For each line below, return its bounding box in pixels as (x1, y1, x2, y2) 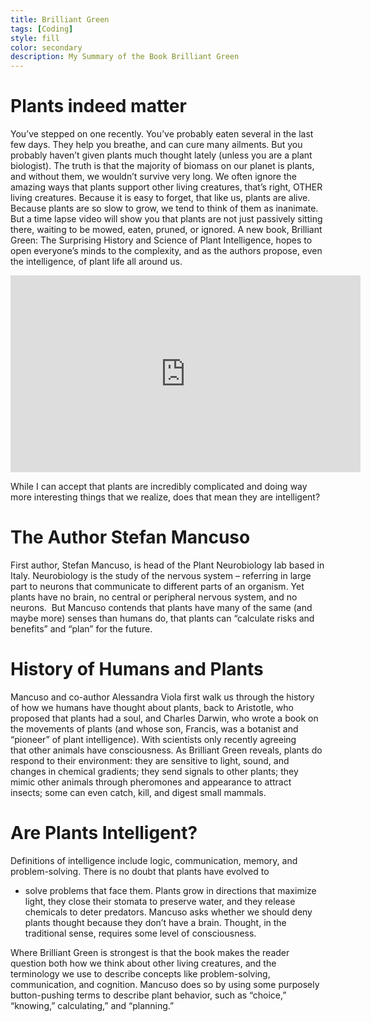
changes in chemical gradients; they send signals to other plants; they (10, 765, 299, 777)
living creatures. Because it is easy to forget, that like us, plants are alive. (10, 192, 311, 204)
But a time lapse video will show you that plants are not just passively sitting (10, 213, 323, 225)
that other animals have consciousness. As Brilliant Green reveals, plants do (10, 744, 323, 756)
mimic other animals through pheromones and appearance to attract (10, 776, 292, 788)
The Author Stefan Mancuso (10, 526, 251, 549)
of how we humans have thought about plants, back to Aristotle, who (10, 701, 294, 713)
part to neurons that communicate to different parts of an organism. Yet (10, 581, 305, 592)
